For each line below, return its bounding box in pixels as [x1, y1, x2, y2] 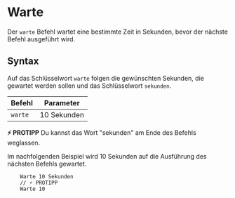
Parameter [43, 98, 80, 107]
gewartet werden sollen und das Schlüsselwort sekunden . [7, 81, 172, 90]
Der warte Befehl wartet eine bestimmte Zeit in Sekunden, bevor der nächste [7, 27, 228, 36]
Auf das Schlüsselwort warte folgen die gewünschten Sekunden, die [7, 74, 205, 82]
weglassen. [7, 138, 41, 147]
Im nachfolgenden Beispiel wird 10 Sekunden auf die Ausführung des [7, 152, 207, 160]
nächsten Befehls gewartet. [7, 159, 87, 168]
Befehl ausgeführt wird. [7, 34, 76, 43]
